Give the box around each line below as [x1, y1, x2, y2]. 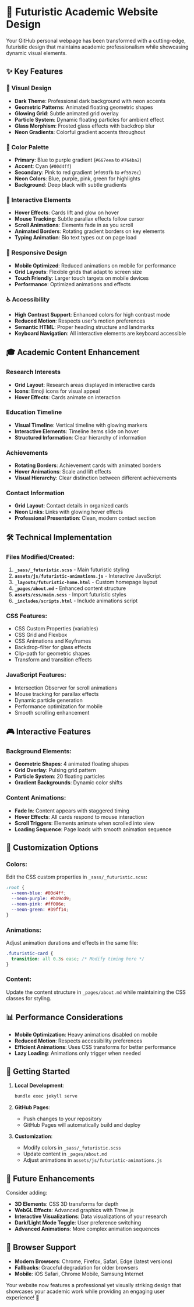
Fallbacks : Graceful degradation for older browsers [14, 1264, 139, 1271]
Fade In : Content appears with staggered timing [14, 807, 130, 814]
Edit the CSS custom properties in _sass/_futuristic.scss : [6, 873, 147, 880]
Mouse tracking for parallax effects [14, 690, 99, 697]
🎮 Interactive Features [6, 727, 91, 737]
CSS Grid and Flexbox [14, 632, 68, 639]
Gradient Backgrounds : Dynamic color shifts [14, 779, 123, 786]
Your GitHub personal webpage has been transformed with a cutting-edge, [6, 37, 186, 44]
